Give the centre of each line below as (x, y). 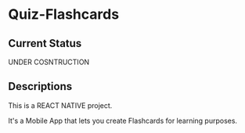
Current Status (45, 43)
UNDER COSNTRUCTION (49, 62)
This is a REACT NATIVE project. (60, 105)
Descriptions (40, 86)
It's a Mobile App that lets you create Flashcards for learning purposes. (122, 120)
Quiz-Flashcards (64, 14)
